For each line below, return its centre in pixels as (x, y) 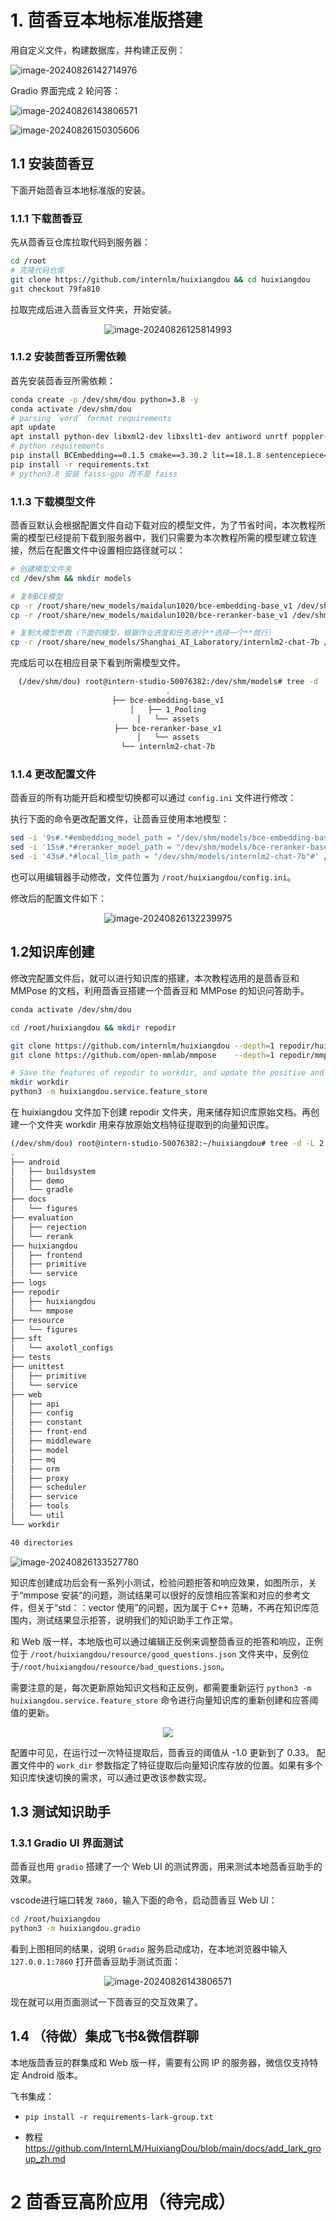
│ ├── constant (46, 1422)
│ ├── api (35, 1404)
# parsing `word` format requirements (91, 418)
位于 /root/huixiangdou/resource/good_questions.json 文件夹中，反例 (155, 1653)
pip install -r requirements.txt (80, 464)
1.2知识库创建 (52, 952)
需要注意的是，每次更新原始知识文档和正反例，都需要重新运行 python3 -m (161, 1687)
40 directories (42, 1542)
